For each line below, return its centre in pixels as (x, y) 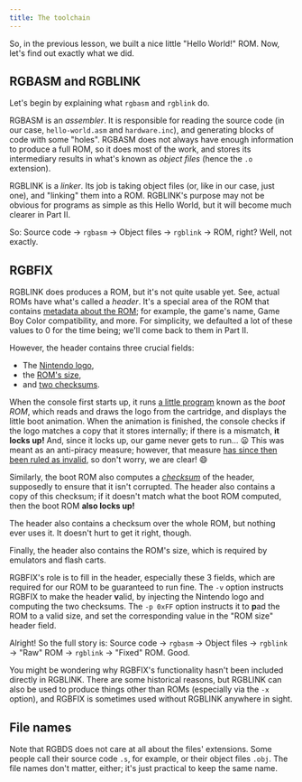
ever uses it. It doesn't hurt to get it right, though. (101, 533)
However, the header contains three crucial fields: (102, 348)
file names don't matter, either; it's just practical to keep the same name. (143, 768)
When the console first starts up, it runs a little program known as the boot (147, 402)
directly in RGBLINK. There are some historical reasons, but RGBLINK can (146, 680)
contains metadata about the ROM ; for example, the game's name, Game (145, 312)
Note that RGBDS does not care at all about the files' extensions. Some (141, 749)
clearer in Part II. (40, 215)
